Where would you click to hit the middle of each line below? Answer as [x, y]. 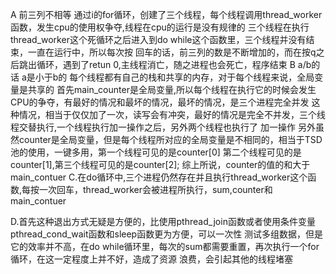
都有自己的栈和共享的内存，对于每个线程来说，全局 [209, 77]
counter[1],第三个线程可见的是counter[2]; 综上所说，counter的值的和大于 [160, 164]
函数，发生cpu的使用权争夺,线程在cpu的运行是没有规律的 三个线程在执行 [160, 27]
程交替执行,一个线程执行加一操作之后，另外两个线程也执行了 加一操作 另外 [163, 127]
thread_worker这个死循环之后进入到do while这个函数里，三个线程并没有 [158, 39]
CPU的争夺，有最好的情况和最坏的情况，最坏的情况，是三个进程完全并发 [160, 102]
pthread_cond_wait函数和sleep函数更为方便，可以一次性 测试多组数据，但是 [167, 234]
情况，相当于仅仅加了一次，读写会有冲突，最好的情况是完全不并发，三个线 [172, 114]
